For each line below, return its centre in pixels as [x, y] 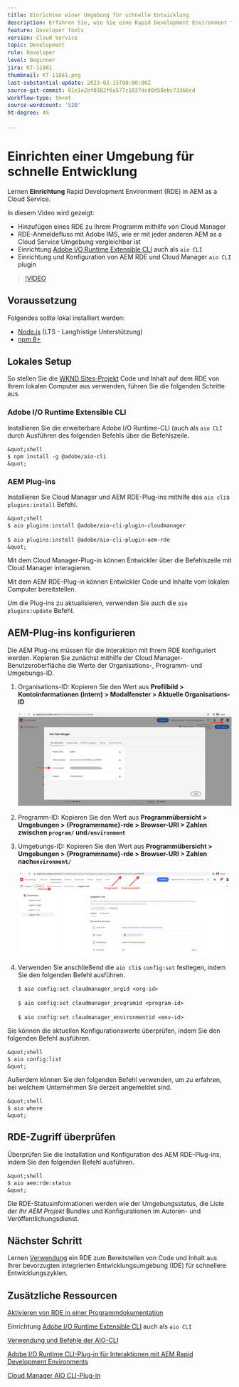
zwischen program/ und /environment [71, 832]
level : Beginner [31, 61]
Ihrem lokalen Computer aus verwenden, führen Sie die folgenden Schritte [116, 386]
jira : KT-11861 [30, 68]
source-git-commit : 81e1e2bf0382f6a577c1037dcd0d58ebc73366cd [101, 90]
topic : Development [36, 45]
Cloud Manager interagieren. [49, 568]
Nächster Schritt [45, 1241]
